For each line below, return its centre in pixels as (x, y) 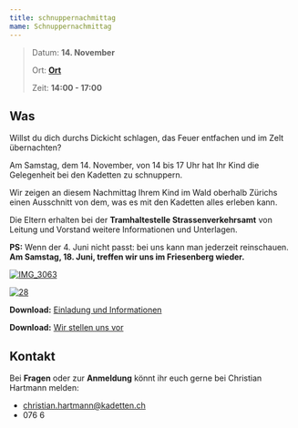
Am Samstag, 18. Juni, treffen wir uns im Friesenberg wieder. (127, 257)
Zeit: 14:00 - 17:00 (67, 87)
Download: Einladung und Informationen (86, 310)
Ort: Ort (46, 70)
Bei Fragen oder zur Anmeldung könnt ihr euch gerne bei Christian (136, 378)
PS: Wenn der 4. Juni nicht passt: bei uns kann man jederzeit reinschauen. (149, 248)
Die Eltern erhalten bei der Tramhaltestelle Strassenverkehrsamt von (141, 220)
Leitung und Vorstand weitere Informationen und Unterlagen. (123, 229)
